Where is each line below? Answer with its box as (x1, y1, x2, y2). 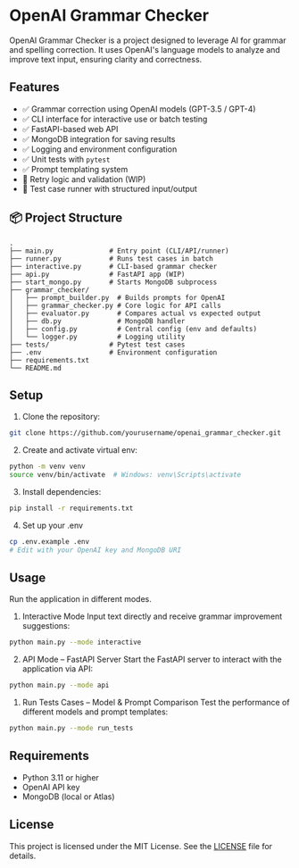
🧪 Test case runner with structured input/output (21, 183, 198, 194)
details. (9, 850, 37, 861)
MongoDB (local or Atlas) (21, 791, 115, 802)
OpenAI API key (21, 781, 80, 792)
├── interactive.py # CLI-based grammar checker (9, 262, 218, 271)
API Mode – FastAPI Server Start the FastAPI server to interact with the (21, 654, 283, 665)
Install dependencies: (21, 487, 102, 497)
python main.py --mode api (9, 680, 110, 690)
